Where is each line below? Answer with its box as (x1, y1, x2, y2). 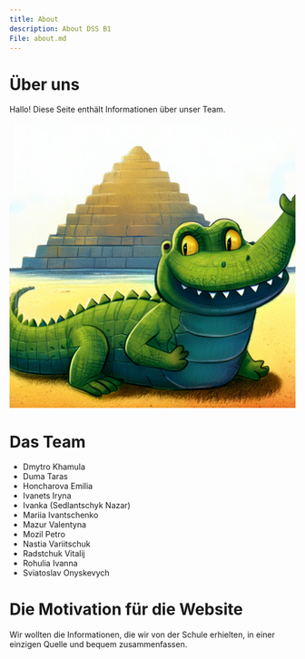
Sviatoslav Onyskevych (22, 567, 111, 578)
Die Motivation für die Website (9, 599, 243, 620)
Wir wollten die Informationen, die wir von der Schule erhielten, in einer (9, 629, 275, 640)
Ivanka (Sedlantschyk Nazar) (22, 500, 132, 511)
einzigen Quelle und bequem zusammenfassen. (9, 639, 188, 650)
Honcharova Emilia (22, 481, 93, 492)
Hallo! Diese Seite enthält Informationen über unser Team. (9, 104, 226, 115)
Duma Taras (22, 471, 68, 482)
